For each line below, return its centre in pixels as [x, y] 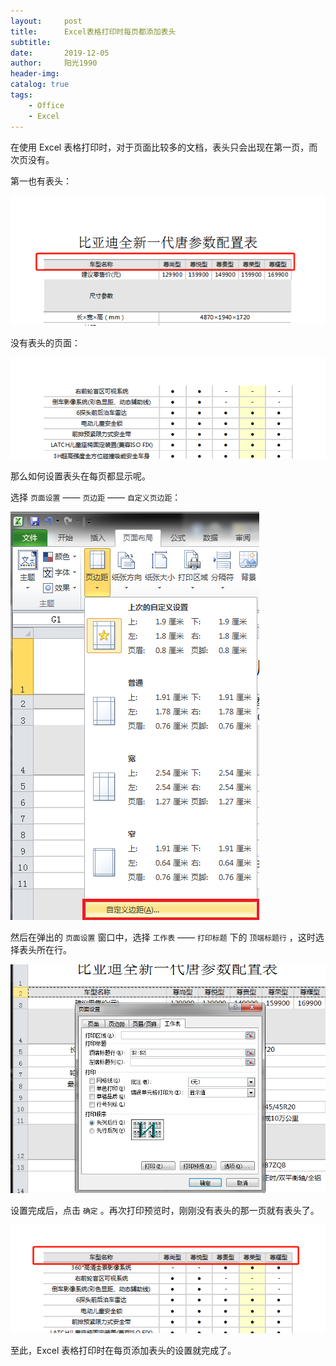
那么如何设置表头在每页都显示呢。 [80, 476]
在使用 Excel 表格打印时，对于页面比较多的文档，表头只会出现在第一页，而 [164, 147]
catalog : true [40, 85]
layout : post [46, 21]
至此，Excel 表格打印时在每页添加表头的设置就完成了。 [123, 1350]
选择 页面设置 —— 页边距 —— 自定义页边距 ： [96, 497]
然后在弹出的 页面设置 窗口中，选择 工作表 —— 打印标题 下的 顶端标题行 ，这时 [163, 937]
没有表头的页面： [45, 342]
